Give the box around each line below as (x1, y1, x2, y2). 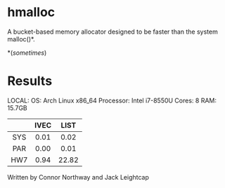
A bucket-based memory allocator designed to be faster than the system (7, 27, 218, 36)
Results (7, 73, 53, 89)
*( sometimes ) (7, 48, 47, 57)
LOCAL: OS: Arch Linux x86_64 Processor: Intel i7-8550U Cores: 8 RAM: (7, 96, 217, 105)
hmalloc (7, 4, 56, 20)
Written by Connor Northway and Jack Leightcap (7, 173, 150, 181)
